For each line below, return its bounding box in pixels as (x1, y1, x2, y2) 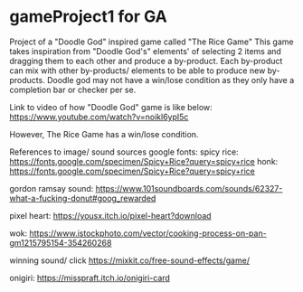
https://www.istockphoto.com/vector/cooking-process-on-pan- (29, 228, 267, 239)
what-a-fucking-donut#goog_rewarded (9, 193, 156, 203)
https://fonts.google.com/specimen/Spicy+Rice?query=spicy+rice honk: (9, 155, 279, 166)
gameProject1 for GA (9, 6, 167, 27)
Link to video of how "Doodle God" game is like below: (9, 101, 213, 112)
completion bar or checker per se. (9, 84, 137, 95)
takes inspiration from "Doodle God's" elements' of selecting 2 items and (9, 45, 282, 56)
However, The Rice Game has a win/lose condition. (9, 128, 199, 139)
